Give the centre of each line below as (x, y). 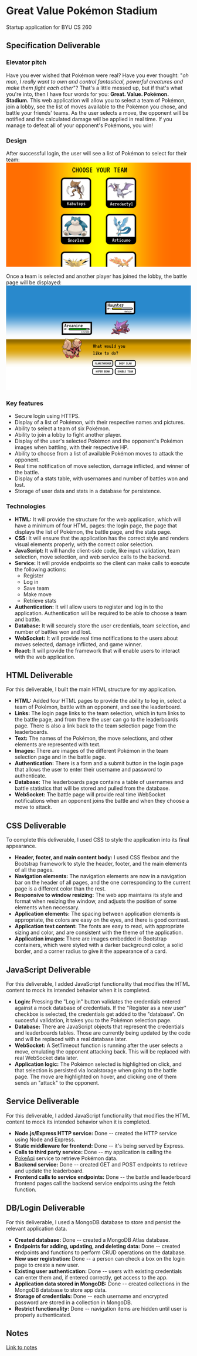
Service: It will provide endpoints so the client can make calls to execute (102, 563)
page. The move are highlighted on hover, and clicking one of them (96, 1076)
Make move (37, 594)
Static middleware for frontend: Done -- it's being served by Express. (99, 1145)
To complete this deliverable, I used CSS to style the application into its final (98, 840)
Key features (25, 403)
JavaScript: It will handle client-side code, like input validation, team (97, 550)
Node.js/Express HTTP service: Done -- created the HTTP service (96, 1133)
